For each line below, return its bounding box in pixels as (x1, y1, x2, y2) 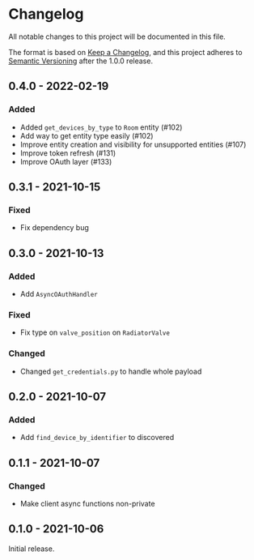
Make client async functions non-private (19, 498, 155, 508)
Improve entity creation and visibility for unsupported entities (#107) (19, 139, 247, 149)
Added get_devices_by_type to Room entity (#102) (19, 122, 183, 132)
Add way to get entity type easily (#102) (19, 130, 154, 140)
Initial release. (8, 544, 55, 554)
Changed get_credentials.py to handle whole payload (19, 366, 202, 376)
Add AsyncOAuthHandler (19, 289, 99, 298)
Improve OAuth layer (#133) (19, 156, 112, 166)
